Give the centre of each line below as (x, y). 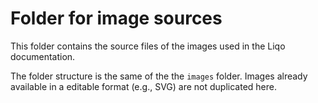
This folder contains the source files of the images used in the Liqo (148, 46)
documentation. (43, 56)
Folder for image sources (116, 18)
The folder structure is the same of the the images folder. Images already (159, 76)
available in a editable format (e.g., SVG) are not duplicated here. (143, 86)
